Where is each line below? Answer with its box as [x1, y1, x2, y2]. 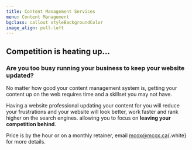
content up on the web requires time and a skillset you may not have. [6, 90, 173, 97]
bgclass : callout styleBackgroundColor [6, 19, 104, 25]
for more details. [6, 138, 46, 145]
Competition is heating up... [6, 46, 110, 56]
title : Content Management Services [6, 8, 95, 15]
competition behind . [6, 120, 57, 127]
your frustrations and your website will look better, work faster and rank [6, 108, 179, 115]
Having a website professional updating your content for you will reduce [6, 102, 180, 109]
